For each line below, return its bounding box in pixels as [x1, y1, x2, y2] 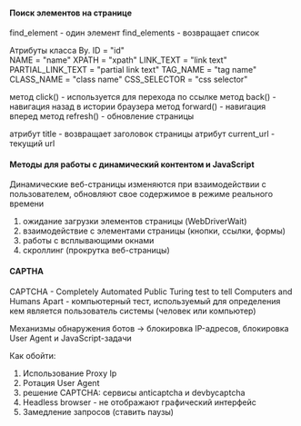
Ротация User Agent [22, 377, 100, 388]
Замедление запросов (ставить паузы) [22, 406, 175, 417]
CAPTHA [9, 266, 44, 276]
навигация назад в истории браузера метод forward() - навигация [9, 101, 266, 113]
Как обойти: [9, 350, 56, 361]
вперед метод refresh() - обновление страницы [9, 111, 195, 122]
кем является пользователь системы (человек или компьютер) [9, 305, 256, 316]
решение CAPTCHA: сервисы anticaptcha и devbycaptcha [22, 387, 246, 398]
